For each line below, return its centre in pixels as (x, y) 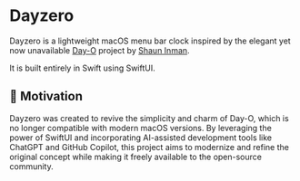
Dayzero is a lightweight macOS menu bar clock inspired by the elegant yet (150, 41)
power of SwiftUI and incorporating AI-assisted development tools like (141, 138)
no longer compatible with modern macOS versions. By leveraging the (141, 128)
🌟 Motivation (46, 96)
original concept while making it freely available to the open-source (135, 157)
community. (31, 166)
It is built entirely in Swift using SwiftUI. (83, 68)
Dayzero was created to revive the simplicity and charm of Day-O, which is (149, 118)
